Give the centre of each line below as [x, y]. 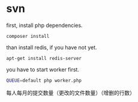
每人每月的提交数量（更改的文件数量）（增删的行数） [70, 92]
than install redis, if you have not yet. [52, 47]
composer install [28, 36]
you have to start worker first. [43, 69]
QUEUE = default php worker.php [44, 80]
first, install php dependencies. [44, 25]
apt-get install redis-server [44, 58]
